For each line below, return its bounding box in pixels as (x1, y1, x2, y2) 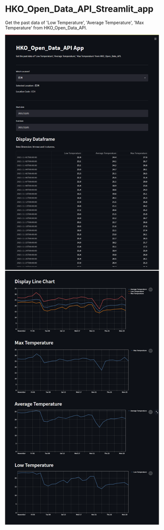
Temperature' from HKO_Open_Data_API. (5, 24, 87, 30)
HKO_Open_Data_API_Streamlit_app (5, 3, 154, 15)
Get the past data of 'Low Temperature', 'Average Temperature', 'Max (5, 20, 144, 25)
